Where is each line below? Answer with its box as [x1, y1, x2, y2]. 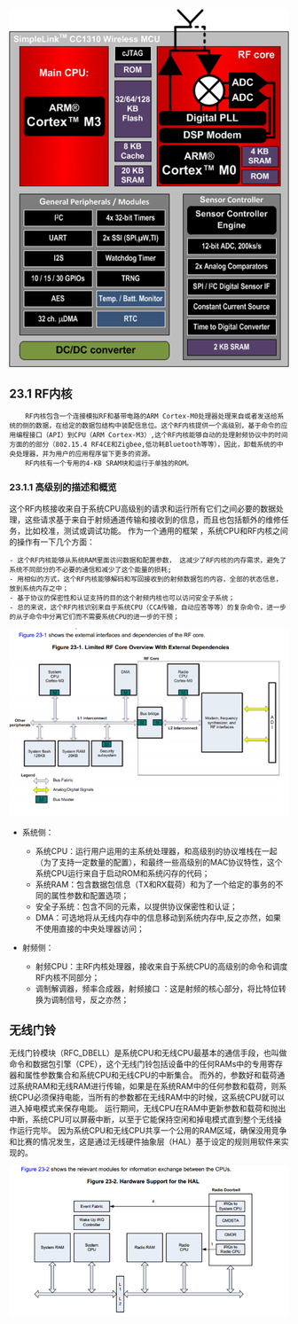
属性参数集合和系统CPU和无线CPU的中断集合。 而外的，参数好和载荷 [24, 1069, 278, 1081]
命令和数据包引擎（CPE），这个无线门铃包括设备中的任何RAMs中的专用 [9, 1059, 268, 1069]
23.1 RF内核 [9, 387, 73, 402]
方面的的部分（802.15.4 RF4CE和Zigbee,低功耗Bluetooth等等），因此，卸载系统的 [9, 440, 278, 450]
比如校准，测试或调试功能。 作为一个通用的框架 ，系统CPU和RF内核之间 [24, 525, 288, 536]
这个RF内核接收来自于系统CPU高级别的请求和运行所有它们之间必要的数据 [9, 503, 277, 513]
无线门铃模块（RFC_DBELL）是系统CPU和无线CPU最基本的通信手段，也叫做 [9, 1047, 287, 1059]
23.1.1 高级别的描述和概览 [9, 482, 117, 494]
